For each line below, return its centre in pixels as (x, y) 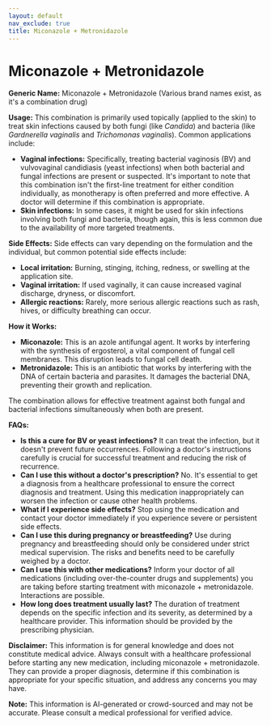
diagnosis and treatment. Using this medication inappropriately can (132, 492)
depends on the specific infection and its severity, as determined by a (136, 613)
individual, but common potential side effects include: (97, 252)
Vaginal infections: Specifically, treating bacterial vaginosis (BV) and (135, 159)
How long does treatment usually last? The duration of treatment (130, 604)
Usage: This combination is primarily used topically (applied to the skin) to (132, 117)
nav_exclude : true (39, 23)
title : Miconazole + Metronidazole (68, 31)
